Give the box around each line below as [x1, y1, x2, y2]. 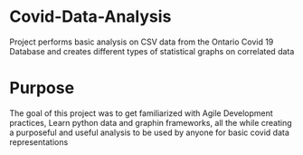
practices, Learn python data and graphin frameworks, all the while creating [9, 117, 292, 128]
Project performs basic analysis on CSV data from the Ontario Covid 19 [9, 36, 274, 47]
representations [9, 136, 69, 147]
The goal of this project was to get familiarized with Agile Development [9, 107, 273, 119]
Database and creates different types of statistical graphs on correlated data [9, 45, 295, 56]
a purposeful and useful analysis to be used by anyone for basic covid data [9, 127, 289, 138]
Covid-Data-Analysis [9, 6, 172, 27]
